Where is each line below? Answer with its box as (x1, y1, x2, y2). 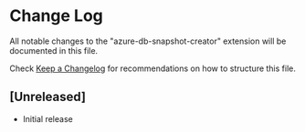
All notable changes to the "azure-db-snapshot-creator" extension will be (9, 36, 287, 46)
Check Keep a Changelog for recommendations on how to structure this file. (9, 63, 297, 74)
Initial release (22, 113, 73, 124)
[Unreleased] (9, 89, 87, 105)
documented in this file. (9, 45, 99, 56)
